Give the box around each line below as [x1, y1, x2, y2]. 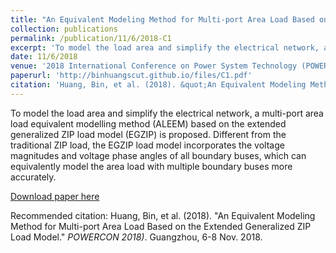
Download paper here [10, 190, 100, 202]
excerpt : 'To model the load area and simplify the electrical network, [10, 42, 320, 53]
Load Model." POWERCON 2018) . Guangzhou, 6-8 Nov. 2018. [10, 231, 263, 243]
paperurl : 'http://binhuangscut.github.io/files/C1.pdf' [10, 71, 253, 81]
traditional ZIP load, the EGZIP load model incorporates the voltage [10, 139, 285, 151]
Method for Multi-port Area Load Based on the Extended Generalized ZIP [10, 220, 312, 232]
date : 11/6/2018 [10, 52, 78, 62]
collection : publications [10, 24, 118, 34]
